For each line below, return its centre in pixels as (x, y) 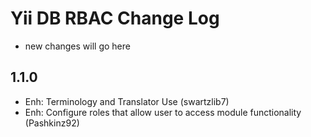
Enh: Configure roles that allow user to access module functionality (163, 112)
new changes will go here (77, 46)
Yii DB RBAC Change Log (115, 18)
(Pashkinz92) (52, 123)
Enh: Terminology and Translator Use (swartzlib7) (127, 101)
